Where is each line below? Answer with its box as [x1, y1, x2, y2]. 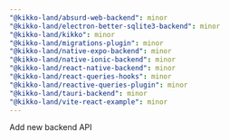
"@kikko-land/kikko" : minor [9, 30, 116, 39]
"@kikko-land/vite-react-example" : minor [9, 97, 168, 107]
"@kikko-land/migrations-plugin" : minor [9, 38, 165, 48]
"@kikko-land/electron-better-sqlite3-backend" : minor [9, 22, 221, 31]
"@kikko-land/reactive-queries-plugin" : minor [9, 80, 188, 89]
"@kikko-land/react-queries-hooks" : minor [9, 72, 172, 81]
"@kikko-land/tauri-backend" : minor [9, 89, 148, 98]
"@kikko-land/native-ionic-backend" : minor [9, 55, 177, 64]
